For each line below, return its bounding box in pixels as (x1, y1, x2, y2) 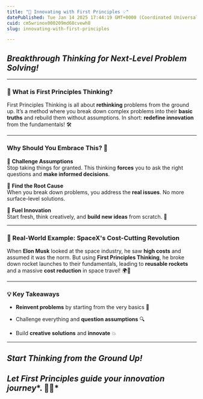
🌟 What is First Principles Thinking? (7, 87, 113, 96)
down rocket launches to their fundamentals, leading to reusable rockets (7, 260, 189, 267)
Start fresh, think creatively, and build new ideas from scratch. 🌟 (7, 213, 167, 220)
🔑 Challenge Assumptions (7, 157, 73, 165)
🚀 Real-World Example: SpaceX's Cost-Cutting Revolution (7, 233, 180, 242)
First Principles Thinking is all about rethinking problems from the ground (7, 101, 189, 108)
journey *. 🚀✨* (7, 383, 59, 394)
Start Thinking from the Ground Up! (7, 353, 143, 363)
